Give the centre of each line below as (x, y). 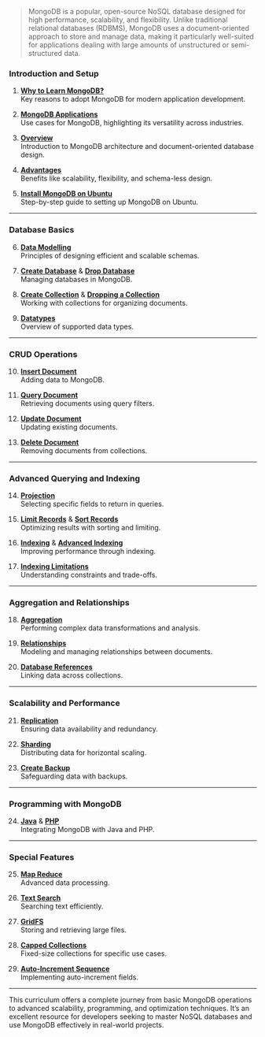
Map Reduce (41, 875)
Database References (56, 667)
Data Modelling (46, 247)
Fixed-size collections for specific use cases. (94, 953)
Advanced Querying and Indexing (75, 478)
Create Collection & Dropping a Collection (90, 294)
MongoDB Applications (59, 114)
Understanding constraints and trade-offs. (89, 575)
